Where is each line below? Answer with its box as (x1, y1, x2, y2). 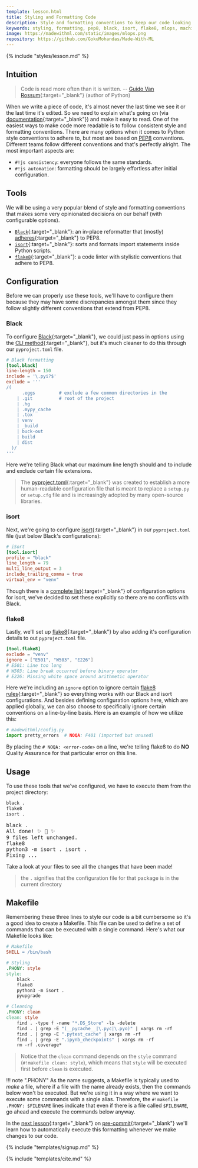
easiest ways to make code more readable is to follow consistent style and (6, 122, 187, 129)
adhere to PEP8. (14, 259, 54, 266)
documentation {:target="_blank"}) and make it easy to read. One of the (6, 115, 179, 122)
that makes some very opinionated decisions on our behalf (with (6, 210, 162, 217)
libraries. (20, 498, 42, 505)
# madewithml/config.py (6, 727, 65, 733)
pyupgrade (16, 993, 41, 999)
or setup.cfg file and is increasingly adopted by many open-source (20, 492, 184, 499)
